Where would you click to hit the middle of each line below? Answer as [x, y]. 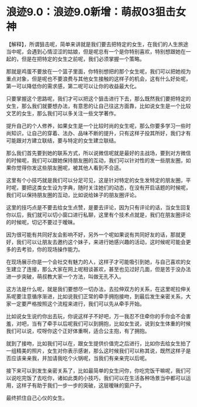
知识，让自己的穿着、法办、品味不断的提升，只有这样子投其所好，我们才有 [101, 133]
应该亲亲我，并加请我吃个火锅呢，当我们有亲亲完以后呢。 [80, 358]
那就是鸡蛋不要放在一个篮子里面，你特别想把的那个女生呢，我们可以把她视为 [98, 71]
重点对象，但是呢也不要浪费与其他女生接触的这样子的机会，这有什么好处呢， [98, 79]
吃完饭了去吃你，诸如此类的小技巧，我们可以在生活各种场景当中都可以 [101, 378]
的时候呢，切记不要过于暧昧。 [42, 222]
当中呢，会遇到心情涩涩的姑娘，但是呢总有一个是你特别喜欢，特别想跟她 [93, 51]
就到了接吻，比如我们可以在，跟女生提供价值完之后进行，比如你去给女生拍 [96, 343]
